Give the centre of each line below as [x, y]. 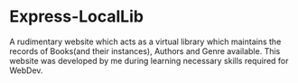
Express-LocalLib [77, 17]
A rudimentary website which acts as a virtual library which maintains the [145, 41]
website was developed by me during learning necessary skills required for [149, 60]
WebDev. [26, 70]
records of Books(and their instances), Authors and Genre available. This [145, 51]
